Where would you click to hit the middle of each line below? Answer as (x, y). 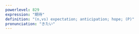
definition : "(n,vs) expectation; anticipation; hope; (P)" (70, 19)
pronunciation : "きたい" (30, 24)
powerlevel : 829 (22, 10)
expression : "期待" (25, 14)
